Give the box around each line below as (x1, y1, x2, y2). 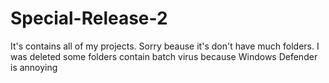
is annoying (10, 61, 58, 73)
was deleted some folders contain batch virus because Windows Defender (10, 50, 318, 62)
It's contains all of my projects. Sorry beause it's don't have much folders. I (10, 40, 320, 52)
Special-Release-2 (10, 7, 168, 30)
